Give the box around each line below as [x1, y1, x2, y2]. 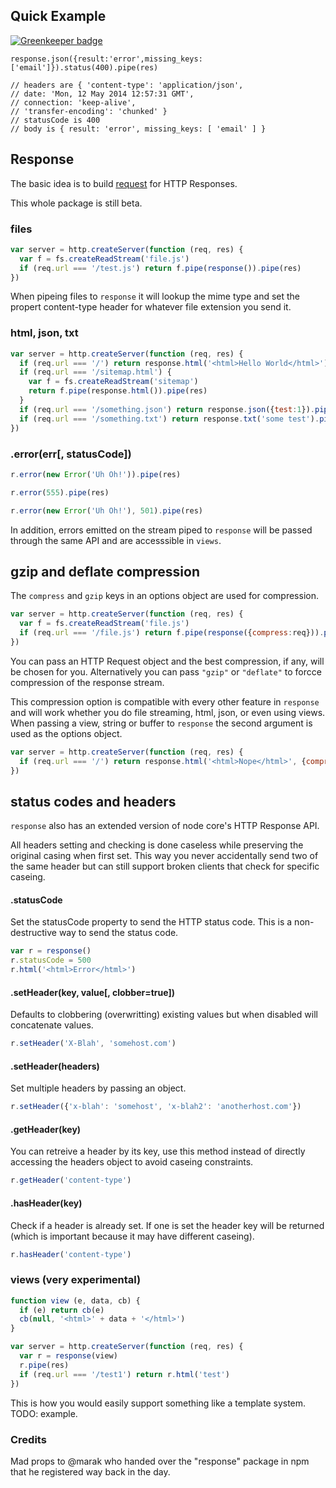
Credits [10, 1432, 47, 1446]
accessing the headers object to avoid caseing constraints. [10, 1156, 254, 1168]
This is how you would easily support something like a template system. [10, 1397, 307, 1409]
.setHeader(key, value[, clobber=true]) [10, 986, 175, 998]
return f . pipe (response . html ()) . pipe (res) [28, 386, 208, 396]
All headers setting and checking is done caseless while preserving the [10, 839, 304, 851]
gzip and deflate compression [10, 563, 200, 580]
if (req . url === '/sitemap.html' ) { [19, 367, 172, 378]
